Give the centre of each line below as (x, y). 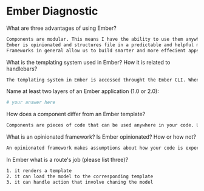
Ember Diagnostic (52, 11)
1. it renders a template (39, 171)
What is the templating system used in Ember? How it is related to (88, 62)
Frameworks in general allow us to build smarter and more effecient (96, 50)
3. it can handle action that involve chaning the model (80, 182)
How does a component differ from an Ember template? (76, 114)
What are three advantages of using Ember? (61, 28)
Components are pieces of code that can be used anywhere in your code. (100, 125)
